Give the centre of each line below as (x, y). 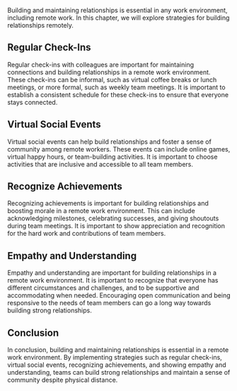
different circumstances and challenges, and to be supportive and (103, 288)
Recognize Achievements (65, 187)
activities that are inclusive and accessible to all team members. (100, 164)
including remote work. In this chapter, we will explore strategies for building (118, 18)
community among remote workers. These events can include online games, (119, 149)
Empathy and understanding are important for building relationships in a (112, 273)
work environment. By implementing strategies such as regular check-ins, (115, 358)
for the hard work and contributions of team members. (87, 234)
